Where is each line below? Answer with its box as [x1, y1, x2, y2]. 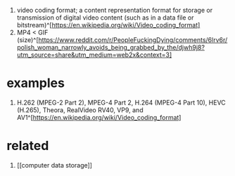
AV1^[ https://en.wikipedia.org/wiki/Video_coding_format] [16, 113, 182, 121]
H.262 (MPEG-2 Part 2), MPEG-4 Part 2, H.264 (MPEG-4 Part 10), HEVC [16, 98, 226, 107]
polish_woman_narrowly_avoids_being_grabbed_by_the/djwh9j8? [16, 43, 205, 51]
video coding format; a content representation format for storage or [16, 6, 212, 14]
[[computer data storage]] [16, 161, 93, 169]
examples [6, 75, 65, 91]
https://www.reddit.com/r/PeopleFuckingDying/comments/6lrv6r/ [38, 36, 228, 44]
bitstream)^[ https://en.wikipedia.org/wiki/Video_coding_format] [16, 21, 201, 29]
